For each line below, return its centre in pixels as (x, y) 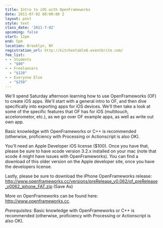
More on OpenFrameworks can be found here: (52, 196)
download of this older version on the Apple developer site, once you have (80, 161)
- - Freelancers (21, 69)
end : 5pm (14, 41)
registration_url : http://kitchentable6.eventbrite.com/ (64, 50)
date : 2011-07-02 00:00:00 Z (35, 14)
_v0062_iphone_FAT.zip (29, 186)
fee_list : (15, 55)
